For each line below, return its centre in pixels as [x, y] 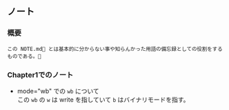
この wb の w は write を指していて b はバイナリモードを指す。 [103, 99]
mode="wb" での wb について [58, 91]
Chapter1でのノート [40, 75]
